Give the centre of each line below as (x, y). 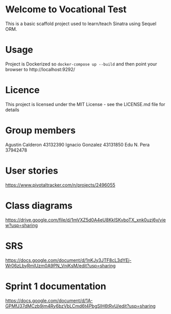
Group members (40, 130)
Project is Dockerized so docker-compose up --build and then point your (81, 64)
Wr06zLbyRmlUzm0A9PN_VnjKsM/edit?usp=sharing (60, 265)
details (12, 110)
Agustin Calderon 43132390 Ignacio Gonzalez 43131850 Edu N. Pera (77, 144)
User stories (32, 171)
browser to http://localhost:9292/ (40, 69)
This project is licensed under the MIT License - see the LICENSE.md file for (85, 104)
